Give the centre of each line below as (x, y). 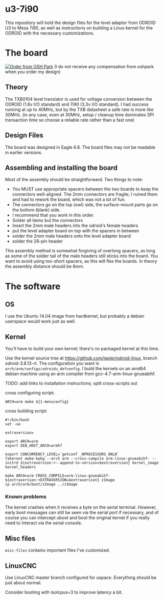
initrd (12, 463)
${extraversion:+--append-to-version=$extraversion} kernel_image (90, 463)
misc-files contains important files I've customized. (58, 550)
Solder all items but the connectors (47, 220)
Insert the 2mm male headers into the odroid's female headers (75, 226)
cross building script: (26, 411)
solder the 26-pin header (37, 241)
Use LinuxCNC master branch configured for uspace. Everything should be (81, 577)
